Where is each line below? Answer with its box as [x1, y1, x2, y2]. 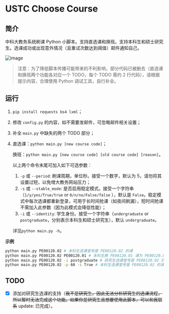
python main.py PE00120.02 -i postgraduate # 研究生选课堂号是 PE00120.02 [5, 258, 159, 263]
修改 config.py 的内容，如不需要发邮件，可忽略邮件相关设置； [12, 119, 142, 125]
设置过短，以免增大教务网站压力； [20, 179, 91, 185]
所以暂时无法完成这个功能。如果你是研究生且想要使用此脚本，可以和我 [12, 297, 158, 303]
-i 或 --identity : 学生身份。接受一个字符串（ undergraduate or [20, 210, 149, 217]
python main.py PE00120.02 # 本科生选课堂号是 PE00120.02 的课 [5, 248, 133, 254]
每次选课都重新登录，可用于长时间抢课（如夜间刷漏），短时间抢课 [29, 198, 163, 204]
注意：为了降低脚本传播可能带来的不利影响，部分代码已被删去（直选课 [17, 66, 163, 71]
